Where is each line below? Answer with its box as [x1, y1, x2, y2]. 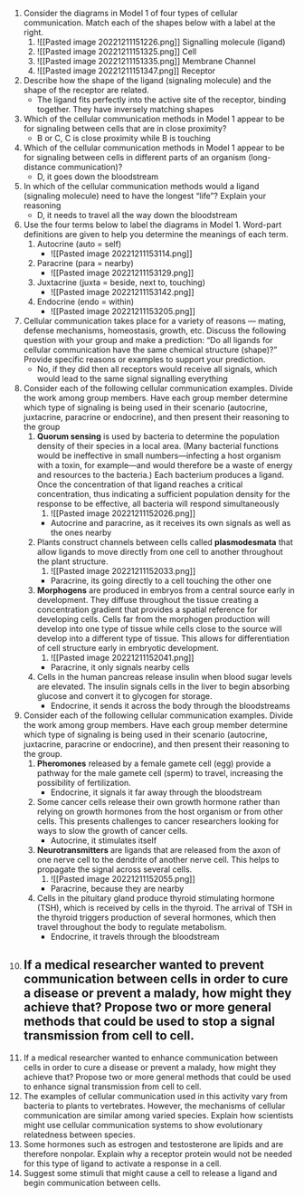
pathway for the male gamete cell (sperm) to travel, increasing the [36, 768, 284, 778]
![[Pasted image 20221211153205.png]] [50, 306, 195, 316]
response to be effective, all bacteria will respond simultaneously [36, 498, 280, 509]
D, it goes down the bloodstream [36, 171, 159, 182]
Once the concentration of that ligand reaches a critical [36, 479, 243, 490]
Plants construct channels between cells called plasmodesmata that [36, 537, 293, 547]
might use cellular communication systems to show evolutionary [23, 1119, 263, 1130]
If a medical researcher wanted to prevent [23, 957, 265, 972]
